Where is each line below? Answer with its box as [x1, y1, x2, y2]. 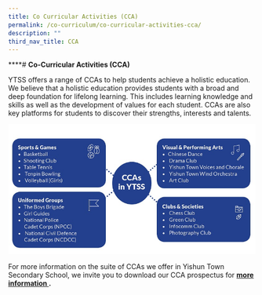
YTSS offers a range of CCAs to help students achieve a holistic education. [8, 75, 251, 85]
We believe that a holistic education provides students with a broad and [8, 83, 239, 93]
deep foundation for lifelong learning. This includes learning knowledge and [8, 92, 253, 101]
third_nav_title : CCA [8, 38, 79, 46]
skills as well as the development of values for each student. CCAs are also [8, 100, 251, 110]
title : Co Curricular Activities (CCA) [8, 13, 139, 20]
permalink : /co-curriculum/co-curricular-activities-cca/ [8, 20, 202, 29]
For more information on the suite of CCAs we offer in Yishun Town [8, 261, 225, 271]
